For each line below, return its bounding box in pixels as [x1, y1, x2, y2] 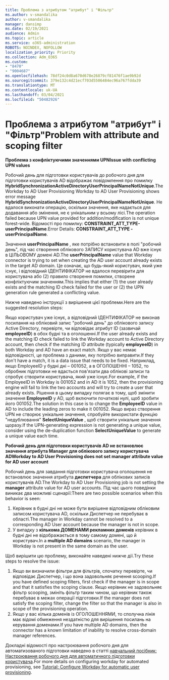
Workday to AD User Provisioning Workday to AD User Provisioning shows [5, 188, 160, 194]
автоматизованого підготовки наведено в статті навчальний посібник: [5, 648, 157, 654]
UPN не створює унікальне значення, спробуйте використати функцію [5, 411, 158, 418]
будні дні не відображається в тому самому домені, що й [12, 532, 137, 538]
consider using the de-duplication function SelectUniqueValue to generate [5, 427, 161, 433]
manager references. [12, 632, 57, 638]
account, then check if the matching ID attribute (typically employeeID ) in [5, 341, 158, 347]
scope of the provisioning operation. [12, 606, 88, 612]
